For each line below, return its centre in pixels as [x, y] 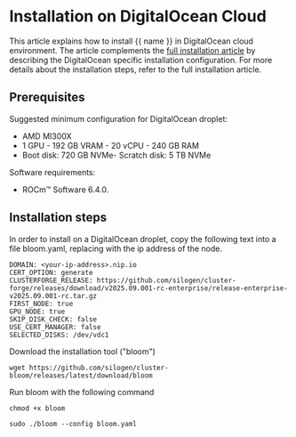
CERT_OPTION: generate [51, 272]
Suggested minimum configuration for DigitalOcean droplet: [119, 118]
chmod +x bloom [37, 408]
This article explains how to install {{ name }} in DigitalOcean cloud [131, 41]
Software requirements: [52, 172]
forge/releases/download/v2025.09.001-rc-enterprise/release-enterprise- [149, 288]
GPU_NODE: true [37, 312]
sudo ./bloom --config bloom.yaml [73, 424]
